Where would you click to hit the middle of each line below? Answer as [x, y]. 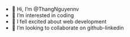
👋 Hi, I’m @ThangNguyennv [45, 9]
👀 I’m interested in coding [43, 15]
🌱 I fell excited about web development [59, 21]
